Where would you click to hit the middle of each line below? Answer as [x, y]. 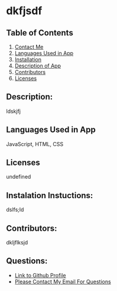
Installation [28, 59]
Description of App [38, 66]
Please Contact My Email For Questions [63, 282]
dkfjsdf [24, 11]
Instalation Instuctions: [50, 195]
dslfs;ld [15, 210]
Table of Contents [40, 33]
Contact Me [29, 47]
